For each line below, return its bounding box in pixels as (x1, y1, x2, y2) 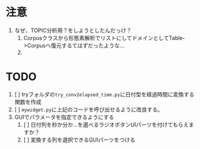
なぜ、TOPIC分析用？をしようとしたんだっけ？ (14, 27, 132, 34)
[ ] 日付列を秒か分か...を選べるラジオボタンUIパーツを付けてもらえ (23, 121, 189, 128)
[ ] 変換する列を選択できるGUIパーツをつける (23, 136, 136, 143)
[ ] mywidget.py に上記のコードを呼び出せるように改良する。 (14, 105, 163, 113)
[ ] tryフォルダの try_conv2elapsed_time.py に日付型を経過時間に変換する (14, 90, 195, 98)
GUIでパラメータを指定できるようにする (14, 113, 115, 121)
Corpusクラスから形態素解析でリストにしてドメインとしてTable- (23, 34, 185, 41)
